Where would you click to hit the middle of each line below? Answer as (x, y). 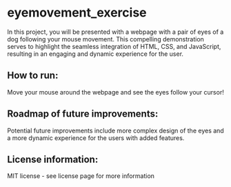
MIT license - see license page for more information (81, 176)
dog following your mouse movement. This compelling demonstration (106, 39)
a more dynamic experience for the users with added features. (96, 138)
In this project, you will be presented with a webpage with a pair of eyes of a (115, 32)
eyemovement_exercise (77, 13)
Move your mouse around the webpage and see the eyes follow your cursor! (115, 92)
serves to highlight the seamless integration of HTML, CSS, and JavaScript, (114, 46)
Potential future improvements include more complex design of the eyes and (115, 130)
